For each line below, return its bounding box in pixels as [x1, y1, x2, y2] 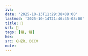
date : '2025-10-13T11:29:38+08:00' [5, 12, 78, 17]
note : [5, 43, 16, 48]
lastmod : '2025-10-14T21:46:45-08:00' [5, 16, 85, 21]
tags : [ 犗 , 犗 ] [5, 30, 35, 35]
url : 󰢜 [5, 25, 19, 30]
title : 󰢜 [5, 20, 23, 26]
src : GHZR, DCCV [5, 39, 38, 44]
